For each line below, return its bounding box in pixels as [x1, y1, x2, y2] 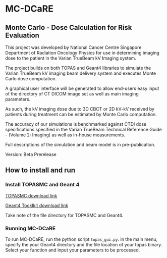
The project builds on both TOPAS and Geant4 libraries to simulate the [5, 65, 151, 71]
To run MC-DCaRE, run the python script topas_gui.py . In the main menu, [5, 236, 158, 242]
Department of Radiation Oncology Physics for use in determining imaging [5, 50, 160, 56]
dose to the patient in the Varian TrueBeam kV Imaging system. [5, 55, 136, 61]
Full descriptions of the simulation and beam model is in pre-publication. [5, 142, 155, 147]
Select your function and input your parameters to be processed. [5, 247, 140, 253]
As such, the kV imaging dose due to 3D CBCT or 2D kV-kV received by [5, 106, 155, 112]
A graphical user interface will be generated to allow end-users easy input [5, 85, 159, 91]
